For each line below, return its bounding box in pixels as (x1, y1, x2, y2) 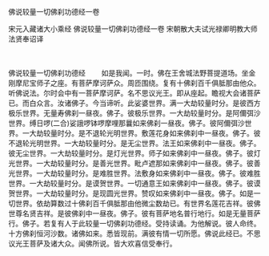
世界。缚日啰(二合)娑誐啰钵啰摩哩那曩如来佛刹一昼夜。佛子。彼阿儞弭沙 (8, 119, 246, 128)
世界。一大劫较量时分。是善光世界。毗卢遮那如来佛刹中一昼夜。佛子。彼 (14, 159, 254, 168)
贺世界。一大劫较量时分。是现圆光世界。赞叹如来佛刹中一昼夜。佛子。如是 (8, 189, 254, 198)
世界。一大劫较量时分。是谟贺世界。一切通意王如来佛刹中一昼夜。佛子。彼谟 (8, 179, 261, 188)
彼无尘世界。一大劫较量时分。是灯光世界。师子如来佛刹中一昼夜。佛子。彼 (8, 148, 254, 158)
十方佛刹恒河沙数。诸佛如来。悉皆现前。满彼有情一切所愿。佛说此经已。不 (8, 229, 254, 238)
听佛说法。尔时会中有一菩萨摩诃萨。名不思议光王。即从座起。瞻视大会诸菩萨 (8, 88, 261, 98)
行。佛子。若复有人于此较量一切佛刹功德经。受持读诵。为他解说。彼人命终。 (8, 219, 261, 228)
